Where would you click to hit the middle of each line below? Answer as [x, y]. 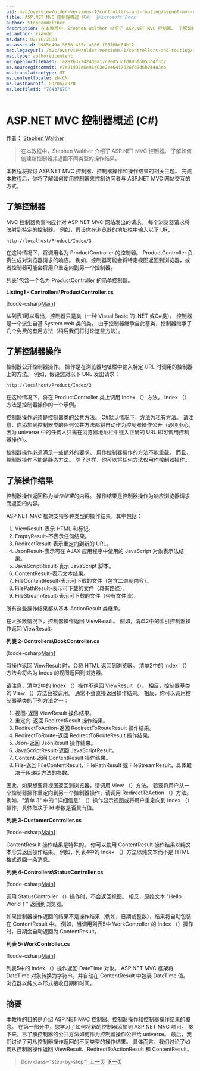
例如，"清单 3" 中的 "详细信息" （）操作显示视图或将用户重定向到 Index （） [99, 800]
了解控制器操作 [34, 351]
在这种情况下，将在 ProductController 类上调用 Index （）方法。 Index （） [98, 398]
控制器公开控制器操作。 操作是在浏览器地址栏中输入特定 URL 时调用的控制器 [100, 367]
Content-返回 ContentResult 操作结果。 [63, 758]
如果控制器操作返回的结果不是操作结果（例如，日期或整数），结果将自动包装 [99, 917]
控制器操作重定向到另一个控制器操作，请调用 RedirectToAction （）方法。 [101, 793]
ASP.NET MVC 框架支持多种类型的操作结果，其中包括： [74, 516]
